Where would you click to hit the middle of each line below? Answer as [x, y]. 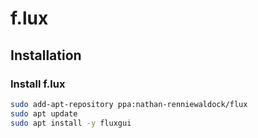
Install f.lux [38, 84]
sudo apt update [44, 113]
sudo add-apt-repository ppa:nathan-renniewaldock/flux [129, 104]
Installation [46, 55]
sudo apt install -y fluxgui [71, 123]
